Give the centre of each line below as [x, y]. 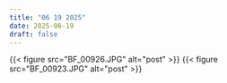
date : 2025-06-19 [42, 26]
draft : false [34, 34]
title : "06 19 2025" [48, 17]
